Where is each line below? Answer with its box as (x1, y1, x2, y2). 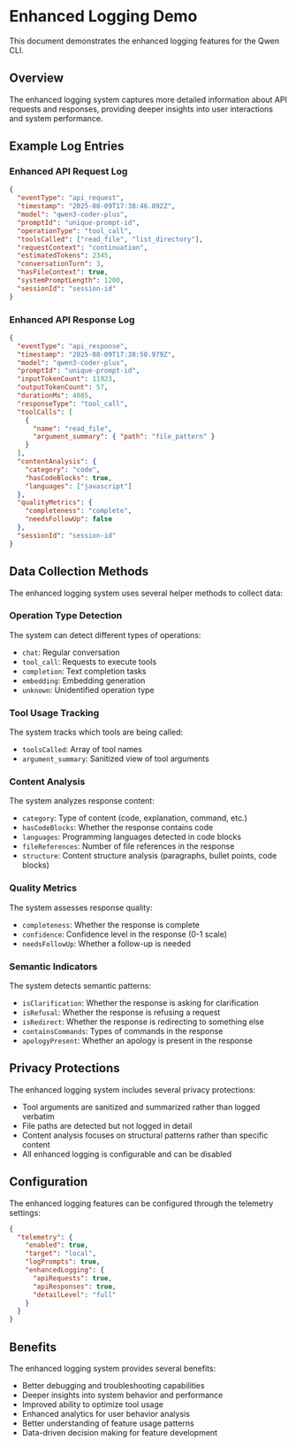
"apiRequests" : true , (32, 1273, 113, 1282)
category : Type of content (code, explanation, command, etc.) (21, 813, 247, 823)
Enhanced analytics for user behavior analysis (21, 1408, 190, 1419)
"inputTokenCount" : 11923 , (17, 375, 117, 384)
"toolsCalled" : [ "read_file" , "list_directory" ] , (17, 235, 203, 244)
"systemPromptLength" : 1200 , (17, 276, 125, 285)
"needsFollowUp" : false (25, 515, 113, 524)
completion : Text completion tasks (21, 665, 147, 676)
